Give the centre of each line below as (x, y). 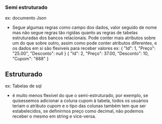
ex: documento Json (26, 18)
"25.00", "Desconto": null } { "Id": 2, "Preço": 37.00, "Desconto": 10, (80, 53)
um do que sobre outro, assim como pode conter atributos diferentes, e (84, 43)
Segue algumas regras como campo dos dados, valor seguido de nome (84, 27)
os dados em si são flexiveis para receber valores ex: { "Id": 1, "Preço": (84, 49)
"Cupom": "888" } (30, 59)
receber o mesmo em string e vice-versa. (54, 116)
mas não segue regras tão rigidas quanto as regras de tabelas (75, 33)
